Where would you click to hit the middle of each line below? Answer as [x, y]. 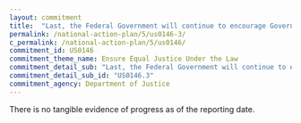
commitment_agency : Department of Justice [90, 84]
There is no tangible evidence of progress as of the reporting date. [132, 109]
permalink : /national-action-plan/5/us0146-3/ [98, 34]
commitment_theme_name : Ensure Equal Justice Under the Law [124, 59]
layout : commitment [46, 17]
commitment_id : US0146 [52, 51]
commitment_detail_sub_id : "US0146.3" [82, 76]
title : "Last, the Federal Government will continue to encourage [138, 26]
